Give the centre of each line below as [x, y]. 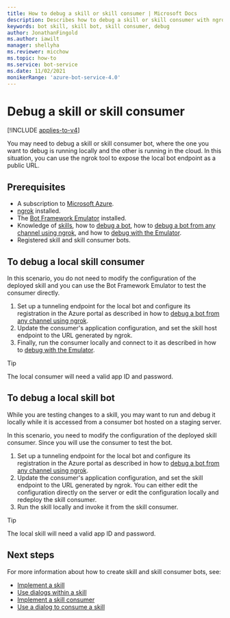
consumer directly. [34, 293]
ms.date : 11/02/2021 [37, 71]
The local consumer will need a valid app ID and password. [90, 376]
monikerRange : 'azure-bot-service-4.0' [64, 77]
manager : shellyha [33, 45]
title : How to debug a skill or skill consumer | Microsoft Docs [102, 13]
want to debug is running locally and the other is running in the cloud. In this [114, 151]
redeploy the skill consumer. [57, 499]
